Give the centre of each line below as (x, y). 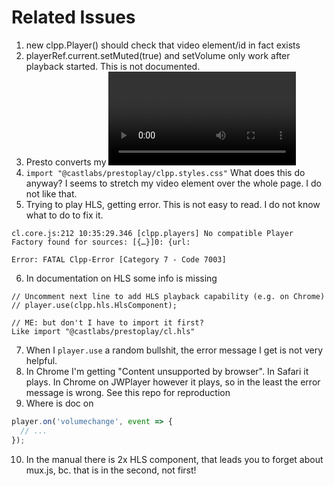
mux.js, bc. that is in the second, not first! (111, 470)
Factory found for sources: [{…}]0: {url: (101, 242)
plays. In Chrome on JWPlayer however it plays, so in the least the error (173, 382)
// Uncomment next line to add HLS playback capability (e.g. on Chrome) (168, 296)
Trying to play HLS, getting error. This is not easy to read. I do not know (173, 204)
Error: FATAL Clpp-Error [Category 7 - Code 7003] (119, 259)
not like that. (51, 193)
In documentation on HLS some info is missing (121, 278)
